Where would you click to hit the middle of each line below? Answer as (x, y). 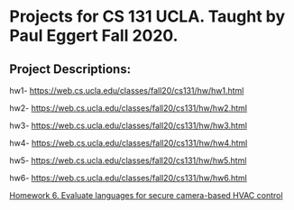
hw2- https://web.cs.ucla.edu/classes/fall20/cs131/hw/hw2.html (129, 108)
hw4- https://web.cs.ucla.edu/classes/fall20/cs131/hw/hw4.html (129, 143)
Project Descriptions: (70, 69)
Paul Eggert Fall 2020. (94, 36)
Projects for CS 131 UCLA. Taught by (147, 17)
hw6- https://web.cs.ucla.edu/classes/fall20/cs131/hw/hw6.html (129, 178)
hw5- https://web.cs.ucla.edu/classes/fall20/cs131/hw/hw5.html (128, 160)
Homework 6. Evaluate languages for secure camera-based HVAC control (146, 195)
